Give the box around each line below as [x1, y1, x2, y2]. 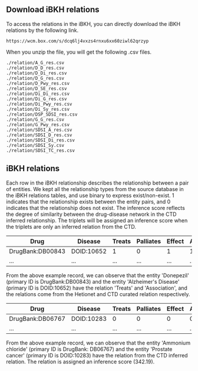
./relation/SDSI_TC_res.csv [6, 147, 75, 153]
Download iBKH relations [6, 5, 100, 15]
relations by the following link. [6, 27, 78, 34]
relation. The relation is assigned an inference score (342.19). [6, 358, 155, 365]
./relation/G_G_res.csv [6, 116, 65, 123]
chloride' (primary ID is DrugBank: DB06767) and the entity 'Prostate [6, 345, 173, 353]
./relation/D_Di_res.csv [6, 70, 67, 76]
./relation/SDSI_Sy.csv [6, 142, 65, 148]
